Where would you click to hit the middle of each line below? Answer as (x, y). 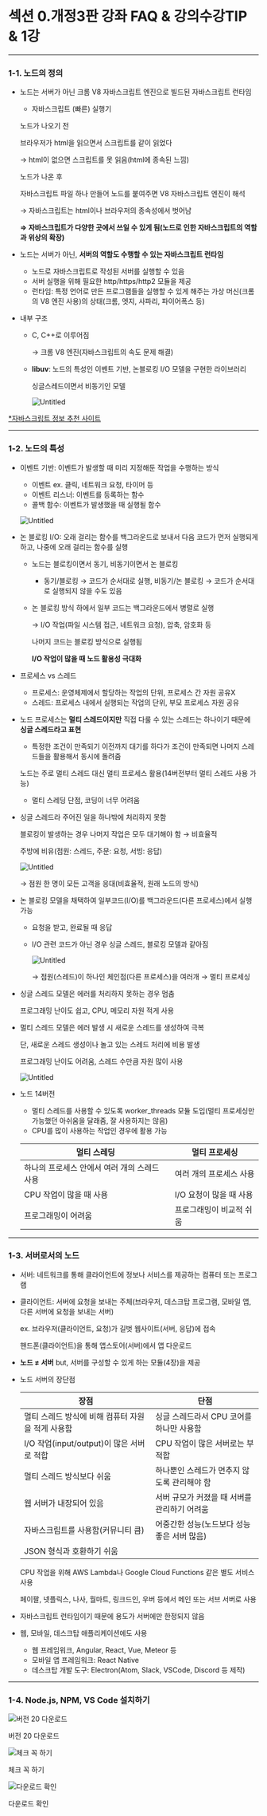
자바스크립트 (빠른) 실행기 (72, 109)
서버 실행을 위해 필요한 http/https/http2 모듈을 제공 (112, 282)
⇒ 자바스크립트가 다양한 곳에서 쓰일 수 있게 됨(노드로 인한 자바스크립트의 (131, 227)
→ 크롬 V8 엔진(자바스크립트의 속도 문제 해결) (103, 353)
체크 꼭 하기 (27, 1770)
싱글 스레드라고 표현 (50, 729)
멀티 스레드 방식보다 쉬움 (67, 1476)
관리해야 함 (192, 1482)
